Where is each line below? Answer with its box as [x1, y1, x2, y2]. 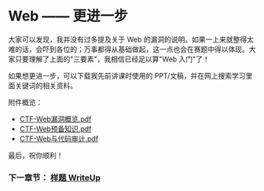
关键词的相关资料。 [14, 80, 77, 90]
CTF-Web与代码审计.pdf [19, 134, 99, 143]
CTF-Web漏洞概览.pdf [19, 114, 92, 123]
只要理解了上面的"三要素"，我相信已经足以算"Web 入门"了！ [14, 54, 210, 64]
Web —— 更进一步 [8, 7, 128, 25]
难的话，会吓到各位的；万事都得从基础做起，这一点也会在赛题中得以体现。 [8, 44, 249, 53]
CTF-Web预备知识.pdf [19, 123, 92, 134]
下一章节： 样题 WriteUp [8, 172, 101, 183]
